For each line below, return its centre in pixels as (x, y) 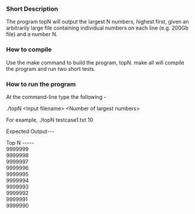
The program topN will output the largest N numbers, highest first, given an (97, 22)
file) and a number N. (32, 34)
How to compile (29, 50)
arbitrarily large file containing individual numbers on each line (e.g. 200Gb (97, 28)
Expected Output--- (30, 131)
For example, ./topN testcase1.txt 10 (50, 119)
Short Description (32, 9)
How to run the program (41, 84)
